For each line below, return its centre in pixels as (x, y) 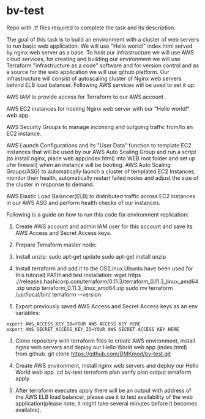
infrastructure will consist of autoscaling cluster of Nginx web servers (94, 78)
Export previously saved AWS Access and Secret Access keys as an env (106, 306)
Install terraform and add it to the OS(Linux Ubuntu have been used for (104, 268)
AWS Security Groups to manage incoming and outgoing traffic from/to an (100, 127)
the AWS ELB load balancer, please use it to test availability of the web (104, 397)
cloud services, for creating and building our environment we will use (93, 59)
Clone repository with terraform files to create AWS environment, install (105, 341)
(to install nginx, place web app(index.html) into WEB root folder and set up (101, 158)
